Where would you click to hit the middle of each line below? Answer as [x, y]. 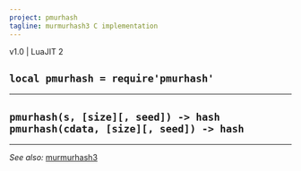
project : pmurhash [43, 17]
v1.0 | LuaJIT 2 [36, 51]
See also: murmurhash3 [54, 158]
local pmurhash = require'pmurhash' [112, 78]
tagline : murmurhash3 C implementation [84, 26]
